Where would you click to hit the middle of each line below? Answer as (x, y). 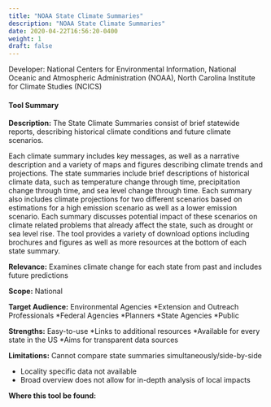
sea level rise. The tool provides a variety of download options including (129, 234)
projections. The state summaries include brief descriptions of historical (129, 173)
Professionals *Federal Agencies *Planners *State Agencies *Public (124, 316)
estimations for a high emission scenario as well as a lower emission (123, 208)
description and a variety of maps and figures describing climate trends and (135, 165)
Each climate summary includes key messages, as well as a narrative (124, 156)
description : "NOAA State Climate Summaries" (87, 24)
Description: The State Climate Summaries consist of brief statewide (124, 123)
